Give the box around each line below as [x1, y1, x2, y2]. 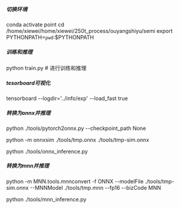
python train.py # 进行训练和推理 [6, 64, 87, 71]
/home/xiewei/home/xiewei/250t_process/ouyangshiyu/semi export [6, 27, 173, 34]
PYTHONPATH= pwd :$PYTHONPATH [6, 34, 94, 41]
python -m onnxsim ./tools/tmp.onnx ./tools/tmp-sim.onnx [6, 136, 150, 143]
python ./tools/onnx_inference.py [6, 147, 88, 155]
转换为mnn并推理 [6, 162, 50, 169]
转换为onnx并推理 [6, 109, 51, 116]
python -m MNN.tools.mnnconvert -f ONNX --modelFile [6, 177, 144, 185]
